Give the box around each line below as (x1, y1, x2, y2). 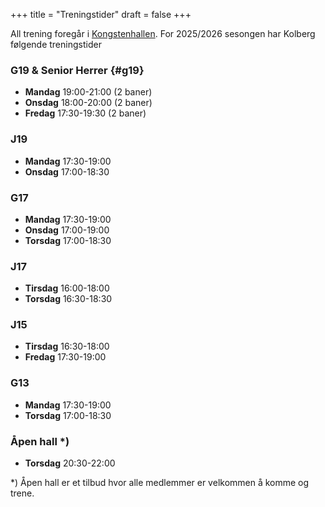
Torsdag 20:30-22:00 (24, 457, 116, 469)
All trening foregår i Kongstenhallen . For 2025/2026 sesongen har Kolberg (10, 28, 316, 39)
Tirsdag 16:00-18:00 (24, 282, 110, 294)
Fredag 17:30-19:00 (24, 351, 107, 363)
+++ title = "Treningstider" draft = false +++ (10, 9, 192, 20)
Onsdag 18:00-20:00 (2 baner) (24, 97, 153, 109)
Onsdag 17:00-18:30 (24, 165, 110, 178)
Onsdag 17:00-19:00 (24, 224, 110, 236)
